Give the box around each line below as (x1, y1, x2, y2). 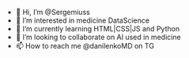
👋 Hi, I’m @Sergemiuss (15, 8, 91, 16)
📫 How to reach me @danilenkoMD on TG (15, 42, 154, 50)
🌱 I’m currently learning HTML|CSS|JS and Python (15, 24, 180, 33)
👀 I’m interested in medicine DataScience (15, 16, 150, 25)
